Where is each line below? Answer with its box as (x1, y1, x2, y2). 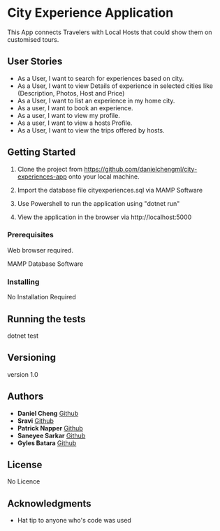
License (7, 458, 43, 470)
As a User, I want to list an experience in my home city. (17, 96, 175, 105)
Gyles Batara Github (17, 438, 77, 447)
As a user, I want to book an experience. (17, 103, 134, 112)
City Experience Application (7, 5, 174, 21)
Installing (7, 277, 40, 287)
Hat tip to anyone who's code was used (17, 516, 131, 525)
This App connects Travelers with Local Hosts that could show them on (7, 28, 212, 36)
